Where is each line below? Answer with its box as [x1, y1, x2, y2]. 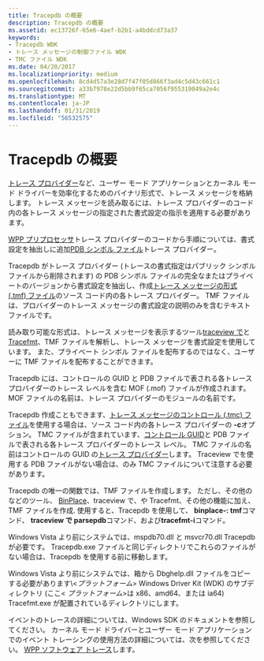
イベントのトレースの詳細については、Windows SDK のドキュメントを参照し [8, 614, 256, 624]
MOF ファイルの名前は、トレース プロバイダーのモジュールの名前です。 [8, 393, 240, 402]
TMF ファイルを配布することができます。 [23, 357, 158, 366]
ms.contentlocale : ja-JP [8, 99, 90, 107]
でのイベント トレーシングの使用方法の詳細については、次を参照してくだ [8, 634, 244, 644]
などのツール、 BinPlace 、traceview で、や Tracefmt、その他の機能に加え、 [8, 495, 255, 505]
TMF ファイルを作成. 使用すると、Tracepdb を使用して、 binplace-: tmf [8, 506, 242, 515]
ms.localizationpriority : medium [8, 70, 118, 78]
